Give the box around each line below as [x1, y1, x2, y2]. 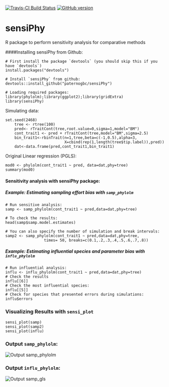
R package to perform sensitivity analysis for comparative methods [5, 39, 146, 45]
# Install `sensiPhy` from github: [5, 76, 81, 82]
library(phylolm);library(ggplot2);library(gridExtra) [5, 94, 124, 99]
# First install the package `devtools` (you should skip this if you [5, 59, 158, 64]
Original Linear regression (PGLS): [5, 152, 77, 159]
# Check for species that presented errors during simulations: [5, 292, 144, 297]
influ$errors [5, 296, 33, 301]
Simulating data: [5, 107, 39, 113]
